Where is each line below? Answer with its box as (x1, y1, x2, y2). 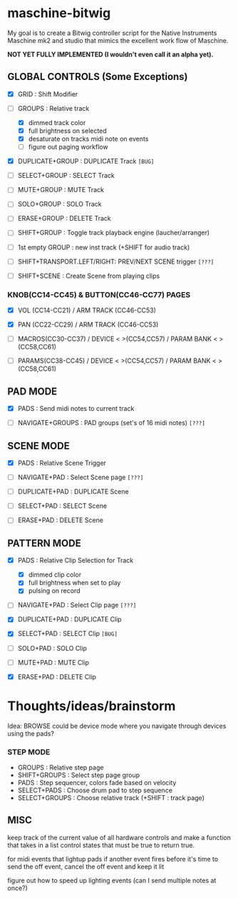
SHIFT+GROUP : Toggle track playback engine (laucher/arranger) (17, 229, 210, 237)
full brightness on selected (28, 126, 107, 135)
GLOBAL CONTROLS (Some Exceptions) (7, 71, 188, 83)
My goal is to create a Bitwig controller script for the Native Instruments (7, 29, 217, 37)
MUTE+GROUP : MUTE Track (17, 186, 105, 194)
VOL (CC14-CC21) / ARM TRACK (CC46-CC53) (17, 306, 157, 314)
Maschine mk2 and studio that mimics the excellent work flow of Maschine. (7, 36, 229, 44)
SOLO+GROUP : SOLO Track (17, 200, 102, 209)
